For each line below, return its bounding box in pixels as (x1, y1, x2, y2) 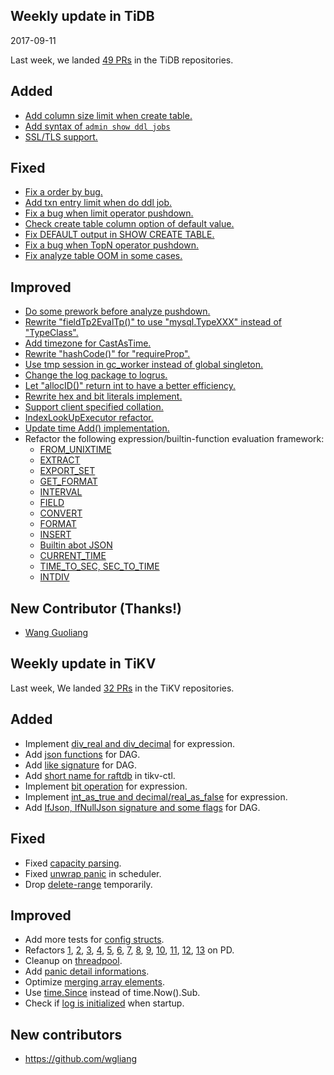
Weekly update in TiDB (10, 8, 155, 25)
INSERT (39, 529, 72, 541)
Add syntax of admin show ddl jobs (24, 120, 171, 132)
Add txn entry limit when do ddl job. (24, 197, 173, 209)
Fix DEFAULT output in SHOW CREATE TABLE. (24, 229, 215, 241)
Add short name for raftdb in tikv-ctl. (24, 769, 176, 781)
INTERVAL (39, 486, 83, 498)
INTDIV (39, 571, 70, 583)
